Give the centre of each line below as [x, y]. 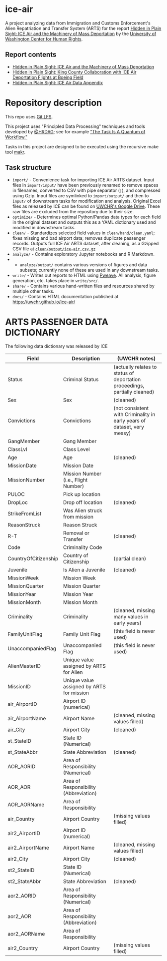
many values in [131, 617]
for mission [76, 693]
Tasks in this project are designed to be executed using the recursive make [82, 146]
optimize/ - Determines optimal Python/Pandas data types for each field [86, 217]
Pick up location [82, 494]
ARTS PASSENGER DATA [57, 322]
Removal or [76, 533]
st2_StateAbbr [24, 882]
